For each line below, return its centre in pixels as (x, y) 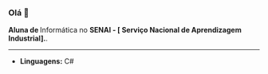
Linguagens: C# (47, 61)
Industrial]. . (28, 38)
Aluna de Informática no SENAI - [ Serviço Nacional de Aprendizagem (125, 30)
